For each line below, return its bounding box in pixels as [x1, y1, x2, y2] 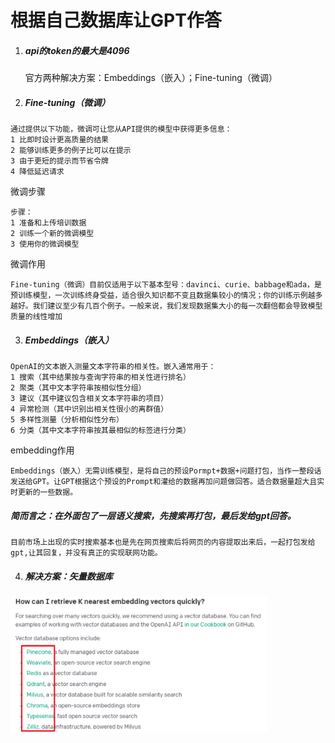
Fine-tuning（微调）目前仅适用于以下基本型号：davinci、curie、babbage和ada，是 [10, 280, 322, 290]
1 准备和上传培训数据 [10, 218, 87, 228]
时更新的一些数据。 [10, 487, 78, 498]
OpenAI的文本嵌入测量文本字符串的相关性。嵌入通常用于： [10, 362, 217, 372]
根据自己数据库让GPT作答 [10, 9, 222, 32]
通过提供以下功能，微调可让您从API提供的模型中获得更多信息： [10, 124, 233, 135]
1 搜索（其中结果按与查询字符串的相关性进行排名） [10, 372, 191, 383]
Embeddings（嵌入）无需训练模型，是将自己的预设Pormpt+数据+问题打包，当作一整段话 [10, 466, 322, 476]
